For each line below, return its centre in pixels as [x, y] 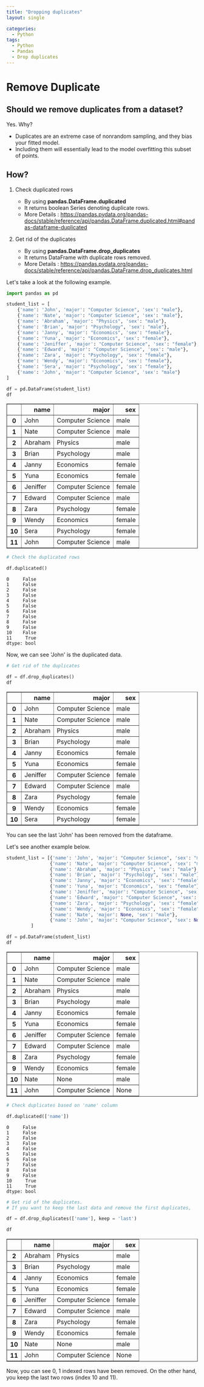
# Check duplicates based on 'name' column [62, 1105]
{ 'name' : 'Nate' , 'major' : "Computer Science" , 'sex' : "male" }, [100, 316]
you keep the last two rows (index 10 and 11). [62, 1378]
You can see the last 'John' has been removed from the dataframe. [90, 835]
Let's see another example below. [48, 847]
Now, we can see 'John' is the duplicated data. [64, 655]
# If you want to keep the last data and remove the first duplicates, [99, 1208]
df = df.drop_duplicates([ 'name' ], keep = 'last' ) [72, 1219]
